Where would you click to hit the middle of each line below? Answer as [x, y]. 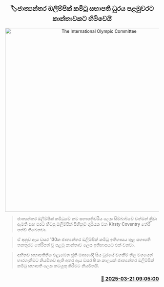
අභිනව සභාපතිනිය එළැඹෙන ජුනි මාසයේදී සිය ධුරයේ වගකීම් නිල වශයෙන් [85, 255]
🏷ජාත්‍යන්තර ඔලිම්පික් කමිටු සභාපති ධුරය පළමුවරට [82, 9]
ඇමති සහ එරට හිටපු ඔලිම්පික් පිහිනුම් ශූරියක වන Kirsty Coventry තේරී [83, 224]
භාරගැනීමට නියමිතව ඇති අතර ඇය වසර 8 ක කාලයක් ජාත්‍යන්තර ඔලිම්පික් [86, 260]
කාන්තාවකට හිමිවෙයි [82, 19]
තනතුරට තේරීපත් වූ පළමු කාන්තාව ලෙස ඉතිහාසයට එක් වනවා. [76, 245]
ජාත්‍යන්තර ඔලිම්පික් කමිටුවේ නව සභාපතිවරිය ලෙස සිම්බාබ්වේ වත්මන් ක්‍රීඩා [87, 218]
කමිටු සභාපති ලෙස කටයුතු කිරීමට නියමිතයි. [58, 265]
